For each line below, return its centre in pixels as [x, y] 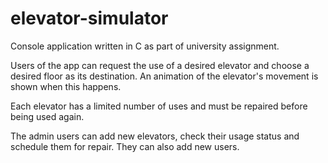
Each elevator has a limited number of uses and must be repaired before [159, 106]
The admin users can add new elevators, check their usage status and [155, 136]
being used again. [47, 116]
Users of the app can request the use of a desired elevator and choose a [160, 65]
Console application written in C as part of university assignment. [145, 46]
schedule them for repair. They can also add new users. [125, 146]
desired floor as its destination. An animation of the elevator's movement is [164, 76]
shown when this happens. [66, 86]
